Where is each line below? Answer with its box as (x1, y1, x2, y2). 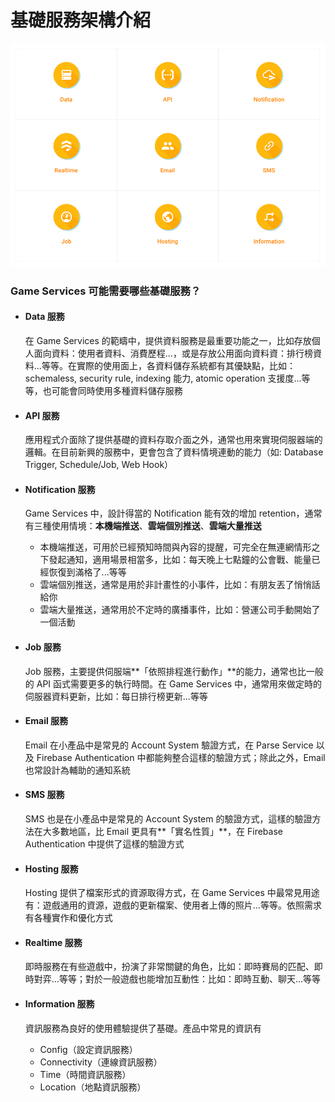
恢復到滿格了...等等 (48, 566, 127, 578)
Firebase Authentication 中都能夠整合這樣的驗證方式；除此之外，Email (36, 751, 326, 763)
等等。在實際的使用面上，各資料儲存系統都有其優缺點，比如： (41, 359, 296, 371)
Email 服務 (24, 715, 69, 727)
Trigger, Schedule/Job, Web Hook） (24, 459, 174, 471)
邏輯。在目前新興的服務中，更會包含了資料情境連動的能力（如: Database (24, 446, 324, 458)
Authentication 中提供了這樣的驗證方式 (24, 838, 185, 850)
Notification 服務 (24, 483, 96, 495)
